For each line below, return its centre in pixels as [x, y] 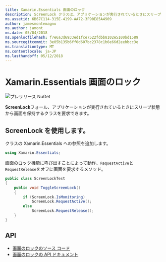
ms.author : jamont [24, 28]
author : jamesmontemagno [31, 24]
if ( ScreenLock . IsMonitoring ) [54, 197]
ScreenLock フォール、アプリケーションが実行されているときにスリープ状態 [83, 107]
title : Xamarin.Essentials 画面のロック [45, 10]
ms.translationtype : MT [30, 47]
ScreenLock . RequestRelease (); [63, 211]
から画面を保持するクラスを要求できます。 [48, 113]
